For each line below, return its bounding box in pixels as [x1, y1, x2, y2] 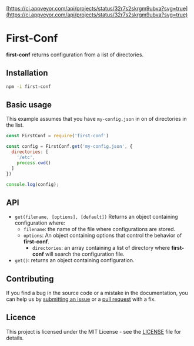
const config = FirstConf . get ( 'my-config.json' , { [6, 144, 133, 150]
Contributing [6, 274, 54, 284]
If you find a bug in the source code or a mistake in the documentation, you [6, 290, 188, 297]
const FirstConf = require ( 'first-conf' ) [6, 133, 109, 139]
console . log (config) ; [6, 181, 59, 187]
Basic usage [6, 100, 52, 110]
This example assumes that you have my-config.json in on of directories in [6, 116, 187, 123]
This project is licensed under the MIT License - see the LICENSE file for [6, 328, 181, 335]
